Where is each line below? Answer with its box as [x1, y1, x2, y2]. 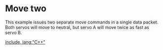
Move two [5, 3, 47, 14]
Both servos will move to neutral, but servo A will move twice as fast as [5, 24, 149, 30]
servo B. [5, 29, 22, 35]
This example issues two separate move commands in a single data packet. [5, 19, 159, 25]
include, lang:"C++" [5, 39, 45, 45]
